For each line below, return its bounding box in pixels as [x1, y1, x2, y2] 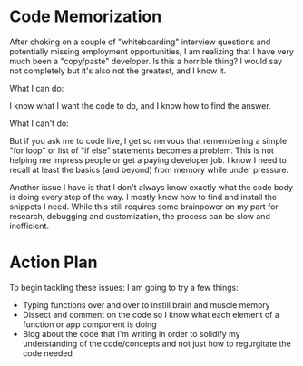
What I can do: [9, 82, 64, 93]
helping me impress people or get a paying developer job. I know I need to [9, 154, 288, 165]
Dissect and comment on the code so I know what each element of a [22, 309, 279, 320]
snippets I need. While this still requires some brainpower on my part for [9, 201, 279, 212]
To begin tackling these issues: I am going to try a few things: [9, 282, 239, 293]
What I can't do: [9, 118, 70, 129]
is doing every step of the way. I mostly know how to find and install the [9, 191, 278, 202]
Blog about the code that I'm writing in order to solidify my [22, 328, 240, 339]
